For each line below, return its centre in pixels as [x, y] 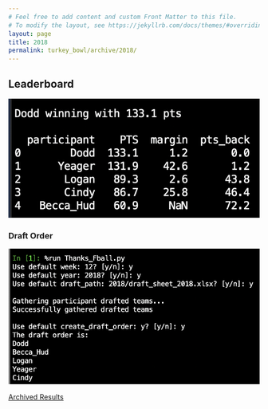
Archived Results [36, 397]
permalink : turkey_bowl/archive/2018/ [73, 51]
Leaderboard [41, 84]
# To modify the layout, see [57, 25]
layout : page [30, 33]
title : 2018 [28, 42]
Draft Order [31, 235]
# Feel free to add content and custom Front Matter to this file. [123, 17]
